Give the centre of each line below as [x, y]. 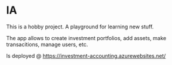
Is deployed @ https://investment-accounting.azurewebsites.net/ [86, 56]
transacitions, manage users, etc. [47, 44]
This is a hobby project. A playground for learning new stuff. [80, 27]
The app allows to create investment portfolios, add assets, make [86, 38]
